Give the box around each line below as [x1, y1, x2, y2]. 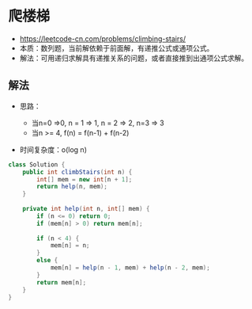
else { [36, 257, 58, 265]
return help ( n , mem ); [36, 183, 108, 191]
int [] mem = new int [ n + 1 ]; [36, 175, 133, 183]
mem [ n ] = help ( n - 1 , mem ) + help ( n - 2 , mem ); [50, 264, 211, 272]
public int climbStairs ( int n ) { [22, 168, 133, 176]
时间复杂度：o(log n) [19, 144, 87, 154]
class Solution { [8, 160, 66, 169]
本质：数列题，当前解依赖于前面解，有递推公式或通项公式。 [19, 43, 214, 52]
